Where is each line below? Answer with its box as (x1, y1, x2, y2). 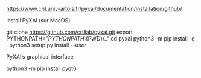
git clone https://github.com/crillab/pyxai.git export (6, 28, 133, 36)
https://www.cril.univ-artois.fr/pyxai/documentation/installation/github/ (6, 5, 182, 12)
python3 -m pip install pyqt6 (6, 65, 77, 72)
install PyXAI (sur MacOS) (6, 17, 71, 24)
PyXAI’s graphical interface (6, 53, 74, 60)
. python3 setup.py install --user (6, 42, 86, 48)
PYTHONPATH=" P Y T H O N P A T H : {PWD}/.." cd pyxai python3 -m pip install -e (6, 35, 195, 42)
